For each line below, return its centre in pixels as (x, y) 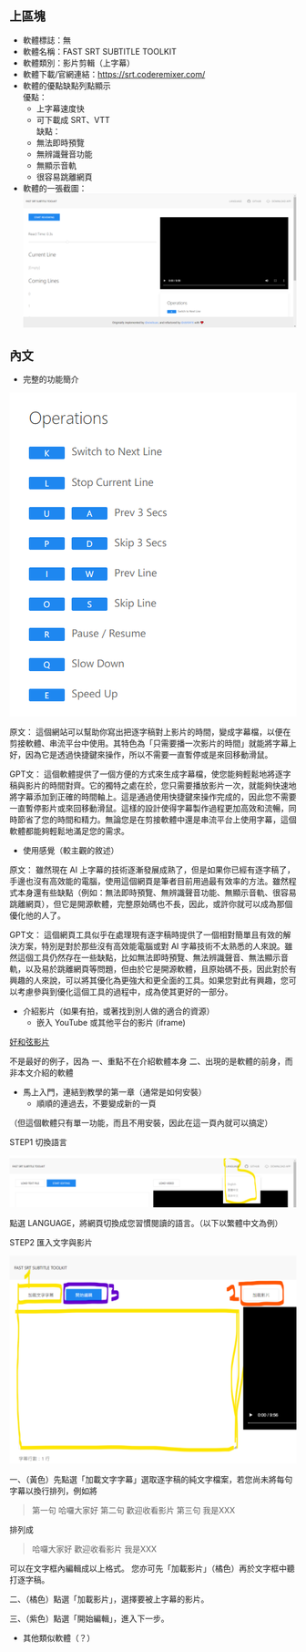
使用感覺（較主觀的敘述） (71, 851)
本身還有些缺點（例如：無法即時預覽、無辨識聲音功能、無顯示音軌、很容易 (157, 893)
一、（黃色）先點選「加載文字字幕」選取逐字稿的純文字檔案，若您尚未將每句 (151, 1480)
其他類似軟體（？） (59, 1638)
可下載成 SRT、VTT (73, 119)
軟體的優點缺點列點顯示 (66, 86)
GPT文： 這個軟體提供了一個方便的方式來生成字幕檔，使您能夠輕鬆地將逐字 (150, 774)
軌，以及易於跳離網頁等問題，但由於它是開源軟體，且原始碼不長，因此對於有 (153, 969)
